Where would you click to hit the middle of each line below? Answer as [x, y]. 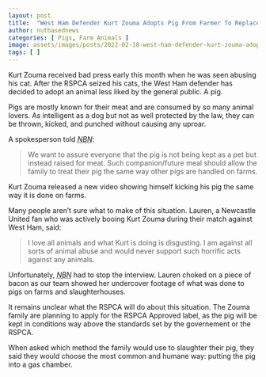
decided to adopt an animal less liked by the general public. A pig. [116, 91]
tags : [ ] [25, 52]
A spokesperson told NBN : [51, 139]
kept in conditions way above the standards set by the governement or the [129, 324]
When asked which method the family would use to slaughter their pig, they [131, 348]
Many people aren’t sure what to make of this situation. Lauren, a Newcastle [132, 210]
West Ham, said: [35, 227]
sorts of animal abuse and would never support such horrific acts [134, 251]
